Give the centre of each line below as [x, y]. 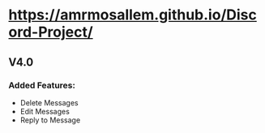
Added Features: [42, 85]
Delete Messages [49, 102]
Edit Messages [45, 111]
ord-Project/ [51, 32]
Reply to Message [50, 120]
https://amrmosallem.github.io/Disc [132, 15]
